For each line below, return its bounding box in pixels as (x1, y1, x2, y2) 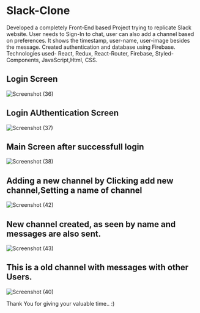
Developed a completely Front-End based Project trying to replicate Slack (6, 24, 191, 31)
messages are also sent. (6, 228, 102, 239)
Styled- (155, 49, 174, 57)
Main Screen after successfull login (6, 142, 144, 152)
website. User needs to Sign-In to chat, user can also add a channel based (6, 30, 194, 37)
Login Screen (6, 74, 58, 84)
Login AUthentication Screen (6, 108, 119, 118)
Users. (6, 272, 32, 282)
